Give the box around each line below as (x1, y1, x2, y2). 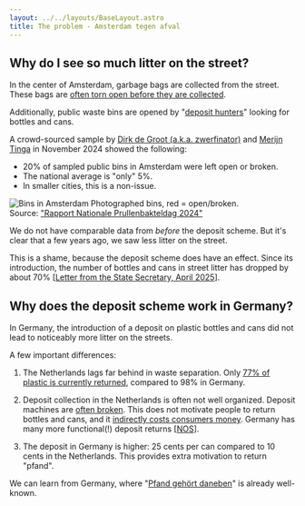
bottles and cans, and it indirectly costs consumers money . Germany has (22, 414, 295, 425)
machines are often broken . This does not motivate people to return (22, 404, 276, 415)
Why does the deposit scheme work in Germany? (9, 298, 293, 313)
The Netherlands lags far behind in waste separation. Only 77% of (22, 367, 271, 378)
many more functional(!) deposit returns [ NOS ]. (22, 423, 200, 434)
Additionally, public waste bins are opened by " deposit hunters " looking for (9, 106, 290, 118)
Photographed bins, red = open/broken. (90, 198, 239, 209)
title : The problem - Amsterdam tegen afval (9, 22, 181, 31)
